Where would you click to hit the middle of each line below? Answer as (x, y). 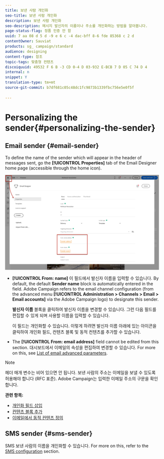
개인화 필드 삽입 (27, 406)
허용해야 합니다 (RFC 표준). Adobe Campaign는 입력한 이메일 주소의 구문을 (77, 379)
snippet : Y (16, 77)
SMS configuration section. (32, 451)
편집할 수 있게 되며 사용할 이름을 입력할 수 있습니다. (61, 315)
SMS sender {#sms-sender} (49, 433)
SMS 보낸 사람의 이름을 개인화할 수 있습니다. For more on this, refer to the (77, 446)
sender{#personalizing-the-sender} (80, 128)
